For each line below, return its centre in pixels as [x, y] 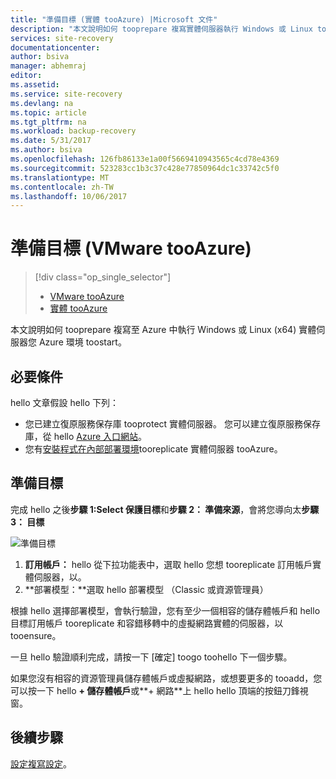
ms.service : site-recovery [66, 94]
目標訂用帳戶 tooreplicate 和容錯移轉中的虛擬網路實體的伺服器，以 [147, 623]
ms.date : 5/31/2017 [51, 141]
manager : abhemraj [48, 66]
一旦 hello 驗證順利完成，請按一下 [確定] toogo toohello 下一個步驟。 [151, 657]
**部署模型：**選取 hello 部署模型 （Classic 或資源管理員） [146, 589]
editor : [26, 76]
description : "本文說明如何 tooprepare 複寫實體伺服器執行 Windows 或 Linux [161, 29]
